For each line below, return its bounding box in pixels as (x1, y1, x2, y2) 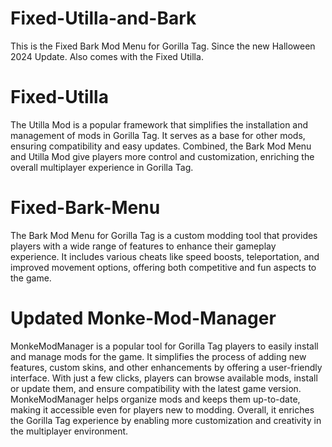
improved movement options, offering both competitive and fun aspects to (10, 261, 317, 273)
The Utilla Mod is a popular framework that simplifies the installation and (10, 118, 309, 131)
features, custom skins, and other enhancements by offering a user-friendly (10, 361, 323, 373)
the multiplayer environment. (10, 425, 129, 437)
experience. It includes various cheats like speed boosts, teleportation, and (10, 250, 320, 262)
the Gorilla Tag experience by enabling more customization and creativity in (10, 414, 322, 426)
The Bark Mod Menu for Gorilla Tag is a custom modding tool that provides (10, 229, 318, 241)
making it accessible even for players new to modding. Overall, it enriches (10, 403, 315, 416)
